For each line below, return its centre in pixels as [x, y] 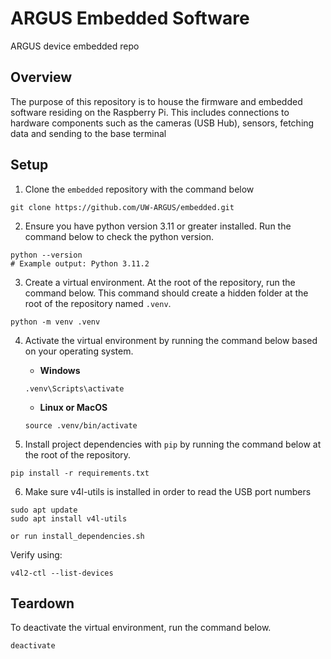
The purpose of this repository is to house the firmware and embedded [156, 101]
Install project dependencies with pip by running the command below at [173, 444]
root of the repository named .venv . [98, 303]
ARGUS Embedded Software [130, 18]
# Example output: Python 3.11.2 [80, 263]
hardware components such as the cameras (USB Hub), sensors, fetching [162, 123]
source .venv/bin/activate [81, 425]
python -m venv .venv [55, 322]
